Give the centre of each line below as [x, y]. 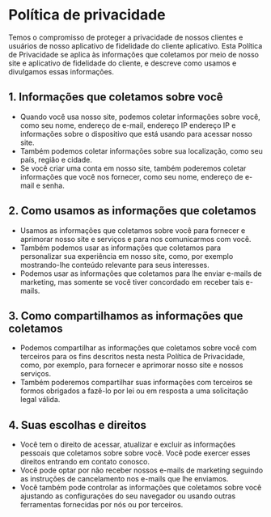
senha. [53, 185]
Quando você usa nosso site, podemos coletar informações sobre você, [140, 117]
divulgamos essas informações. [61, 71]
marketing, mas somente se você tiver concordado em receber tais [132, 282]
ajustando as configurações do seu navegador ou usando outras [128, 496]
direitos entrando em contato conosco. [85, 462]
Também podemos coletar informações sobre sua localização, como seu [141, 150]
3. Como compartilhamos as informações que [126, 316]
